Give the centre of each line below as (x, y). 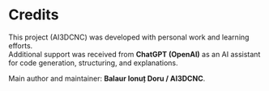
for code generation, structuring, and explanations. (93, 63)
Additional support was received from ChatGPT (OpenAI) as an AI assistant (134, 54)
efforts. (21, 45)
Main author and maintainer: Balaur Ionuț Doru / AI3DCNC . (107, 78)
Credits (34, 15)
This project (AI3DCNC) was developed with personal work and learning (129, 37)
